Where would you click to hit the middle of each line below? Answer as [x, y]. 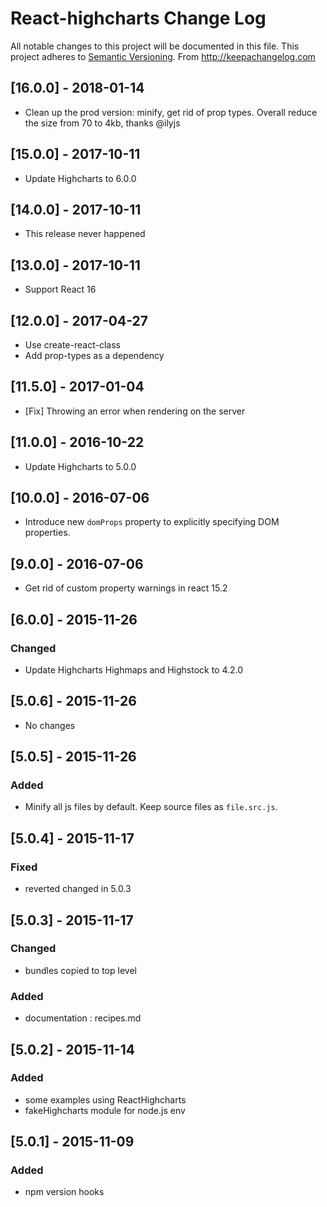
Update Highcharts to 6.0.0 [80, 178]
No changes [50, 725]
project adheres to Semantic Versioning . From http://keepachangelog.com [163, 56]
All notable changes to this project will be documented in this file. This [155, 46]
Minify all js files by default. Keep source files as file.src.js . [151, 807]
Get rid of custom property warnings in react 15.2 [126, 588]
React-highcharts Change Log [138, 18]
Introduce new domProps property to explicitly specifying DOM [152, 522]
